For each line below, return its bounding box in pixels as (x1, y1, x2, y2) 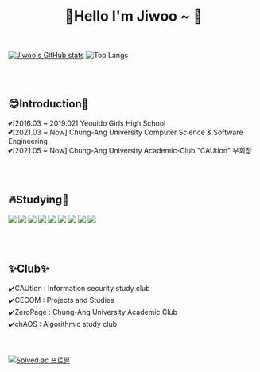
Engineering (8, 136, 48, 145)
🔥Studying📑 (8, 193, 69, 207)
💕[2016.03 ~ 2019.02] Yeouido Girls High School (8, 118, 166, 128)
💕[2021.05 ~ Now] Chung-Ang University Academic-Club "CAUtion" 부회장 (8, 145, 252, 155)
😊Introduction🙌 (8, 97, 89, 110)
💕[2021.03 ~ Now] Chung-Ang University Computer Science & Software (8, 127, 243, 137)
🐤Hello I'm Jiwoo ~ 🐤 (64, 7, 203, 25)
